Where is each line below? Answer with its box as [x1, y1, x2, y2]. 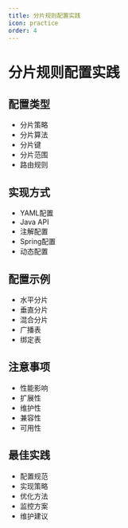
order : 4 [8, 26, 37, 34]
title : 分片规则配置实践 [8, 11, 81, 20]
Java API [19, 217, 49, 227]
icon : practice [8, 19, 59, 27]
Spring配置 [19, 237, 56, 246]
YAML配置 [19, 208, 54, 218]
